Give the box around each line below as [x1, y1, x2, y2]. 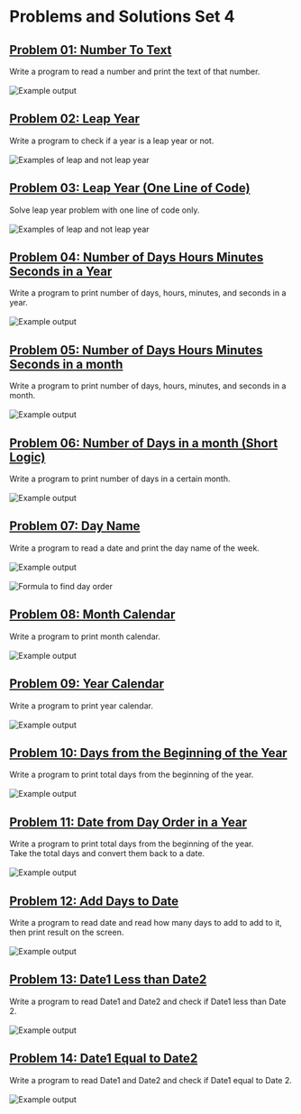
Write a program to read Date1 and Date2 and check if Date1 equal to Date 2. [9, 1074, 293, 1085]
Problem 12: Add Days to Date [9, 893, 179, 909]
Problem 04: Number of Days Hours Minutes [9, 250, 264, 265]
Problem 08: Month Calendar [9, 607, 176, 623]
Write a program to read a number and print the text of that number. [9, 66, 260, 77]
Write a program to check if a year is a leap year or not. [9, 135, 214, 146]
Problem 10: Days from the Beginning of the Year [9, 745, 287, 761]
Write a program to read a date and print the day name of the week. [9, 543, 260, 553]
